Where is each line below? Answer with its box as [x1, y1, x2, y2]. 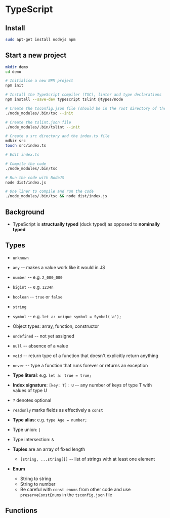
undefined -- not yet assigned [12, 333, 75, 339]
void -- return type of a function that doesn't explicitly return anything [12, 353, 158, 359]
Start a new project [5, 51, 67, 60]
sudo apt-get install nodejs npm [5, 37, 76, 42]
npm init [5, 83, 24, 88]
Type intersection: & [12, 436, 54, 442]
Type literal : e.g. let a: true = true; [12, 372, 92, 378]
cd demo [5, 69, 22, 74]
